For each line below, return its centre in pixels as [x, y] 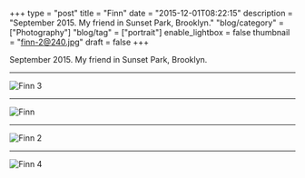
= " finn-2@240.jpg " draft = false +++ [79, 42]
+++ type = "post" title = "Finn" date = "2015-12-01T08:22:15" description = [151, 13]
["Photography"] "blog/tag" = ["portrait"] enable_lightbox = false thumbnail [150, 32]
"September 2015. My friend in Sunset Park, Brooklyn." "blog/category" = [147, 23]
